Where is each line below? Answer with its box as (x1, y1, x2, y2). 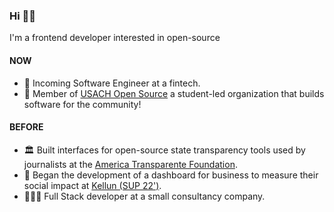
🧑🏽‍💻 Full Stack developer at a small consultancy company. (23, 190, 266, 202)
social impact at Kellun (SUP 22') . (23, 179, 162, 191)
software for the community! (23, 98, 142, 110)
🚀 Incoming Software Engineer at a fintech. (23, 77, 201, 89)
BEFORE (9, 121, 44, 133)
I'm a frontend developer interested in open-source (9, 32, 221, 44)
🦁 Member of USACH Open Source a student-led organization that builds (23, 87, 325, 99)
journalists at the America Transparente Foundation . (23, 158, 238, 170)
